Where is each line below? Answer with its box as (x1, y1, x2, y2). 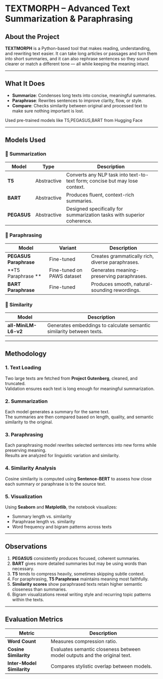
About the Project (5, 33, 60, 41)
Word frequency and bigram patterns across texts (12, 524, 112, 529)
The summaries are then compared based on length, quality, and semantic (5, 414, 154, 420)
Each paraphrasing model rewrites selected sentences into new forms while (5, 442, 157, 448)
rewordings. (113, 287, 141, 293)
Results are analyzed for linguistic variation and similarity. (5, 453, 120, 458)
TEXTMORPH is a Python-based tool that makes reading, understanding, (5, 46, 151, 51)
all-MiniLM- (7, 322, 37, 329)
